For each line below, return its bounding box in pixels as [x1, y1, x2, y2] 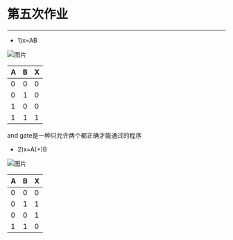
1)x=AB [17, 36, 38, 44]
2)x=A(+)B [17, 145, 47, 153]
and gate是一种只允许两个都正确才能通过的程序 [7, 131, 142, 139]
